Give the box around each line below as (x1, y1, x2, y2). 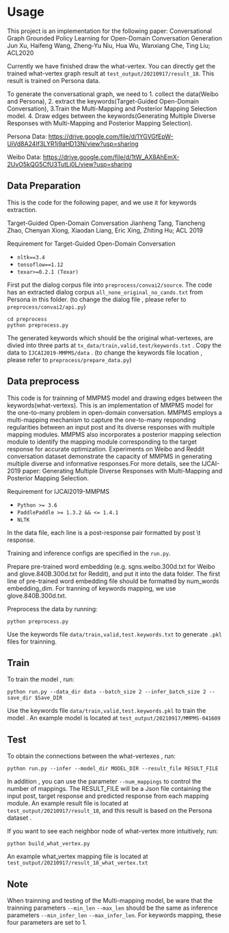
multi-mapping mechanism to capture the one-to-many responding (7, 416, 196, 424)
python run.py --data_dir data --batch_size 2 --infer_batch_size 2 (7, 689, 206, 696)
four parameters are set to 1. (7, 919, 87, 926)
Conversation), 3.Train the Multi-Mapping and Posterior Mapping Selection (7, 104, 217, 113)
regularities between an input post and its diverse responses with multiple (7, 423, 215, 431)
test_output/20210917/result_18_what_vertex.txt (7, 860, 148, 866)
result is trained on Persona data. (7, 76, 100, 84)
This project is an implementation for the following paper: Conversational (7, 27, 212, 35)
